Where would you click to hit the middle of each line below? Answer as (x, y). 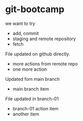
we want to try (20, 23)
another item (26, 114)
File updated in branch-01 (32, 99)
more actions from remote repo (45, 64)
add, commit (26, 33)
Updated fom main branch (32, 79)
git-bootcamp (35, 9)
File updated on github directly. (38, 54)
